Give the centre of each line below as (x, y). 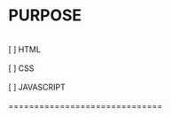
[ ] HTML (25, 49)
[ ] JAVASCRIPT (37, 87)
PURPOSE (45, 16)
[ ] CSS (21, 68)
